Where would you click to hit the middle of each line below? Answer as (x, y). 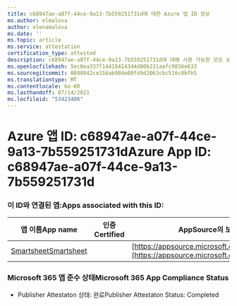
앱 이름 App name (49, 230)
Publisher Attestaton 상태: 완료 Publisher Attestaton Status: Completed (118, 295)
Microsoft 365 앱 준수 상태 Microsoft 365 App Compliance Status (118, 278)
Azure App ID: (170, 152)
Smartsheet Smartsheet (49, 251)
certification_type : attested (52, 54)
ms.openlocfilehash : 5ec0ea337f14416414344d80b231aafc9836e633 (102, 66)
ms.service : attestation (44, 47)
